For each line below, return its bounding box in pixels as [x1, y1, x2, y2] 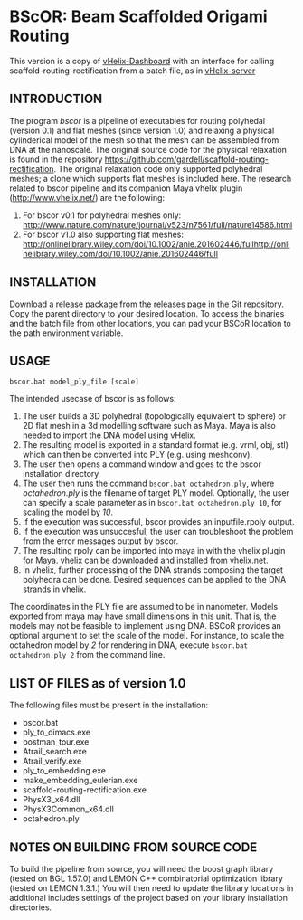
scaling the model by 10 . [22, 507, 114, 517]
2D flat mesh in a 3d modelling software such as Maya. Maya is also [22, 421, 276, 432]
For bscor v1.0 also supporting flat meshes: [22, 229, 184, 240]
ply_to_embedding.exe [22, 765, 107, 776]
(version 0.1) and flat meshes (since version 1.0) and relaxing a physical [9, 125, 275, 136]
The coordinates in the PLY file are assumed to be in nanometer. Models [9, 602, 279, 612]
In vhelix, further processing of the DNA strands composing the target [22, 564, 283, 575]
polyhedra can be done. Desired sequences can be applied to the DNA [22, 574, 287, 585]
